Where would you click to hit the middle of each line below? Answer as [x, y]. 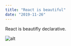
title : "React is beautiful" [35, 10]
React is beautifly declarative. [36, 28]
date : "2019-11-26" [25, 14]
